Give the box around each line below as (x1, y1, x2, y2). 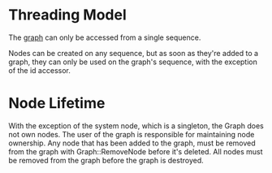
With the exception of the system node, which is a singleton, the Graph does (8, 120, 264, 131)
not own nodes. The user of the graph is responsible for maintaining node (8, 129, 255, 139)
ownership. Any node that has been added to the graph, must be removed (8, 138, 256, 148)
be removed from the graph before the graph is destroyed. (8, 155, 205, 165)
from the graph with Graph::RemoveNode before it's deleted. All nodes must (8, 146, 263, 156)
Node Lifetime (8, 94, 106, 113)
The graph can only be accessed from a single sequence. (8, 32, 201, 42)
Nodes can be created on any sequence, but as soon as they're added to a (8, 48, 258, 58)
